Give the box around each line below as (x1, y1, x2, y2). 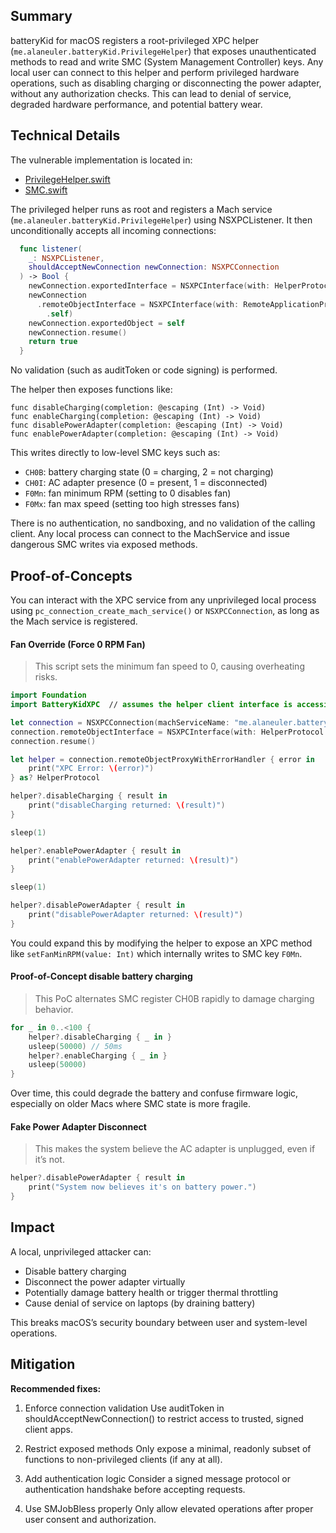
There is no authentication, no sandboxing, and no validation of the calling (10, 517, 316, 529)
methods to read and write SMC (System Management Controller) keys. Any (10, 55, 324, 68)
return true (28, 337, 78, 347)
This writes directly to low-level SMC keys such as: (10, 447, 221, 459)
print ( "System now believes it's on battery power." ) (28, 1182, 257, 1193)
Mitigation (10, 1356, 76, 1373)
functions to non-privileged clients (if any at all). (24, 1453, 223, 1465)
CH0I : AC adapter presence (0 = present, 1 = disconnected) (24, 477, 268, 489)
